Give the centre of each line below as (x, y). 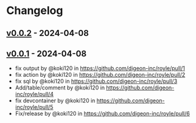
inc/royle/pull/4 (34, 94)
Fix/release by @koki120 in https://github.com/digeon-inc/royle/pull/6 (102, 114)
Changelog (35, 11)
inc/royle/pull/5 (34, 107)
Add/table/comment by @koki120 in (60, 88)
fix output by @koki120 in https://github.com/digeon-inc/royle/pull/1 (100, 68)
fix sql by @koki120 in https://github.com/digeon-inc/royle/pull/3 (96, 81)
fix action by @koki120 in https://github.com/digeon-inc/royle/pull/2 (100, 75)
